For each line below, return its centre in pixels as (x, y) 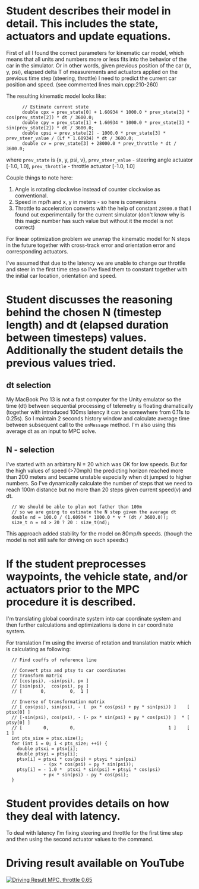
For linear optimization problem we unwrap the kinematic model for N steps (98, 238)
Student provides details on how (88, 803)
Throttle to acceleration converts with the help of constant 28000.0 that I (103, 208)
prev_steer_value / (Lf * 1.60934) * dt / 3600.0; (70, 138)
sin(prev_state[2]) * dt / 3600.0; (50, 128)
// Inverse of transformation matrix (58, 702)
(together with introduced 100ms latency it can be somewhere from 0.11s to (98, 412)
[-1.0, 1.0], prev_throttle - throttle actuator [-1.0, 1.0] (71, 166)
